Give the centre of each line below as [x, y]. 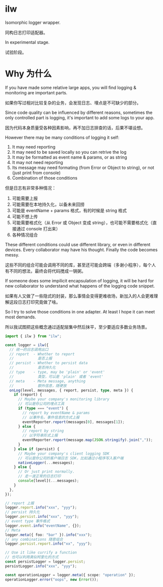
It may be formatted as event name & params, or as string [69, 157]
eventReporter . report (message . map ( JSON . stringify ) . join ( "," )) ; [88, 440]
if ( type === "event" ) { [43, 408]
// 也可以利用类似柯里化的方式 [32, 557]
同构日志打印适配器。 [26, 32]
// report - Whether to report [42, 354]
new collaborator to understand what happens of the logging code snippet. [80, 286]
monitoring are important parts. [36, 92]
